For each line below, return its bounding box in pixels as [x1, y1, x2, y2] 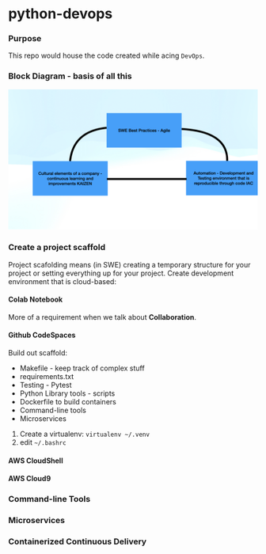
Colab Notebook [8, 294, 63, 305]
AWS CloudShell [8, 456, 63, 465]
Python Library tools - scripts [19, 389, 116, 398]
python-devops [8, 5, 113, 23]
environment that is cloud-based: [8, 276, 117, 286]
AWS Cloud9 [8, 474, 51, 484]
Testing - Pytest [19, 380, 73, 389]
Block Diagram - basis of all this [8, 70, 132, 82]
